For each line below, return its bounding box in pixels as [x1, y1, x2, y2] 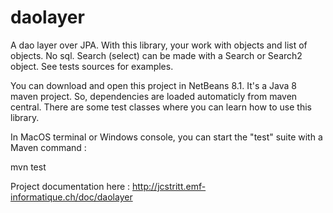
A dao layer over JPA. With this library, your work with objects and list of [10, 39, 308, 51]
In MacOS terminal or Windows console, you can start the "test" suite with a [10, 131, 323, 143]
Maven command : [10, 141, 87, 153]
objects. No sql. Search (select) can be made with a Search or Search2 [10, 49, 303, 61]
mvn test [10, 161, 47, 173]
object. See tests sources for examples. [10, 60, 174, 72]
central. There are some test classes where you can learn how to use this [10, 101, 312, 113]
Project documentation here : [10, 180, 131, 192]
